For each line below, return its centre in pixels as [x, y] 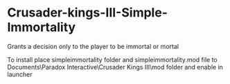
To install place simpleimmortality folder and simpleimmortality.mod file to [113, 59]
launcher [20, 74]
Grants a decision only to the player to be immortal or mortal [93, 46]
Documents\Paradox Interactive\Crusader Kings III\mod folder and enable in [115, 67]
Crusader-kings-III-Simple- [88, 13]
